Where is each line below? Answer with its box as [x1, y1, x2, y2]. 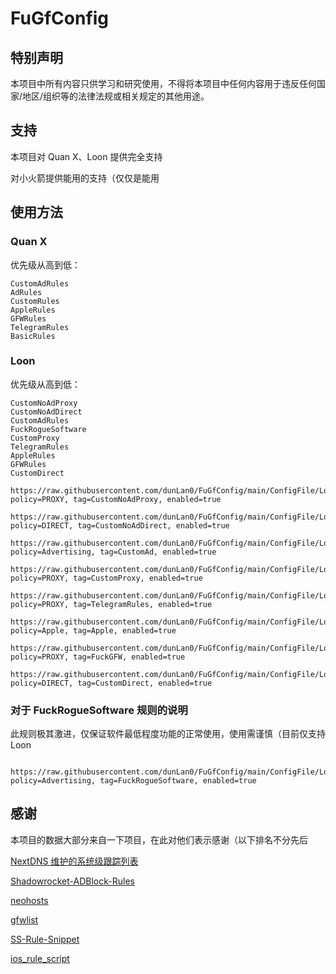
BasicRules [10, 331, 56, 341]
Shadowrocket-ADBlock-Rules [10, 875, 135, 887]
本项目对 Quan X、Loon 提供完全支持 [10, 150, 163, 162]
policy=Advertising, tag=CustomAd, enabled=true [10, 547, 217, 557]
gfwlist [10, 913, 39, 926]
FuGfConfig [10, 7, 110, 30]
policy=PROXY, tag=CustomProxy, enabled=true [10, 573, 203, 583]
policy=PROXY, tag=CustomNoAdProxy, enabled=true [10, 494, 222, 504]
